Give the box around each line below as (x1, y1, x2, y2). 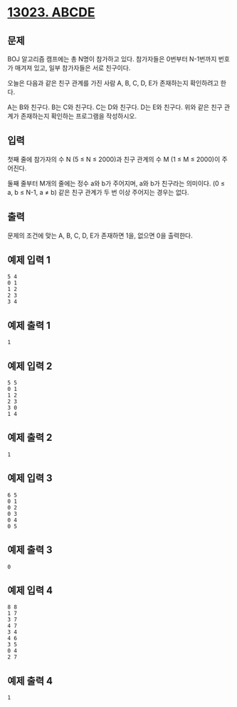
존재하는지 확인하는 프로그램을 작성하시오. (20, 112, 137, 120)
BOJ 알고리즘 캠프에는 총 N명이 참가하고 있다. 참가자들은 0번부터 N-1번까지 (7, 55, 217, 63)
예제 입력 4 (7, 584, 53, 596)
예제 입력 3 (7, 472, 53, 484)
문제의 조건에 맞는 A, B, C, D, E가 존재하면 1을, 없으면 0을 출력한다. (7, 231, 194, 240)
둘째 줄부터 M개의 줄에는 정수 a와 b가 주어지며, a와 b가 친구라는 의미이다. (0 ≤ (7, 179, 226, 188)
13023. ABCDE (7, 4, 95, 21)
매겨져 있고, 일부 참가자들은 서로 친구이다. (14, 63, 131, 72)
